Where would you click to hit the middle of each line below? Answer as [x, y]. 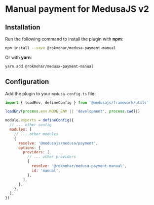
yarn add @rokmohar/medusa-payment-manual [49, 66]
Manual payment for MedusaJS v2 [77, 9]
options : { [29, 148]
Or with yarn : [19, 57]
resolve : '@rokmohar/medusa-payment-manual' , [79, 166]
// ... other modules [36, 134]
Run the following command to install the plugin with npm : [64, 39]
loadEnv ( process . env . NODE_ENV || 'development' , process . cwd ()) [73, 112]
